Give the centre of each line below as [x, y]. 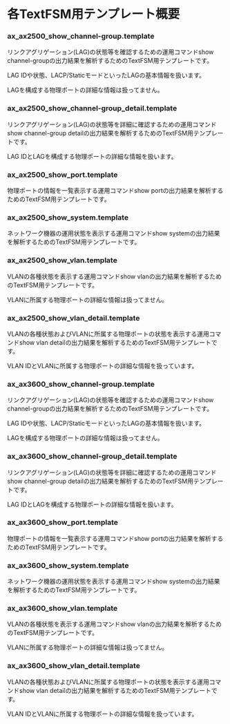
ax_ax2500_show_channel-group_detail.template [92, 108]
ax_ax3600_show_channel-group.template [81, 384]
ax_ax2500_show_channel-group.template [81, 37]
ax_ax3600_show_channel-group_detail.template [92, 457]
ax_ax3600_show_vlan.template [63, 609]
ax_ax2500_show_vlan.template [62, 260]
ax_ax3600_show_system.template [68, 565]
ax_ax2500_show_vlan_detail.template [74, 318]
